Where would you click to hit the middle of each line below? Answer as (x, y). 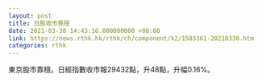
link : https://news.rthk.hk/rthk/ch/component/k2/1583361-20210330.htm (131, 38)
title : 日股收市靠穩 (39, 23)
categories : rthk (37, 46)
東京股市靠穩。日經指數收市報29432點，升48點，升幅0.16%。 (112, 70)
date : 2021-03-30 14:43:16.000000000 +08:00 (84, 31)
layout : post (30, 16)
